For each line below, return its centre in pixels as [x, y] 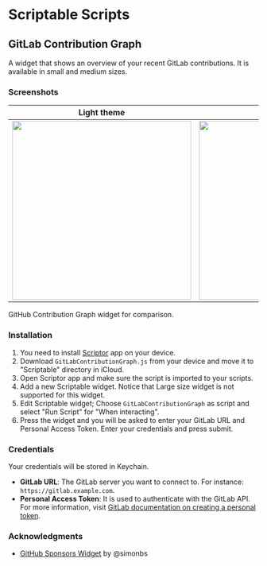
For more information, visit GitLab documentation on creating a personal [137, 507]
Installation [31, 335]
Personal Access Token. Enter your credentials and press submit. [126, 428]
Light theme [102, 113]
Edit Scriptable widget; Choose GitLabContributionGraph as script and [135, 403]
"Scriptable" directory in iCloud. [72, 369]
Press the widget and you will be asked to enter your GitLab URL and [132, 420]
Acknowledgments [46, 536]
